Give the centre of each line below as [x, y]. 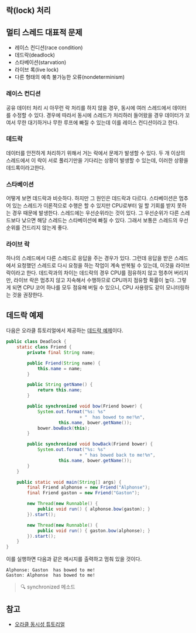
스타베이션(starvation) [40, 62]
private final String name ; [61, 352]
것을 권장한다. [28, 295]
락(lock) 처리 [28, 11]
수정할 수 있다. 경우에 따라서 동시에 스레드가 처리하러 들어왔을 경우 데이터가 [98, 115]
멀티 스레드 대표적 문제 [44, 32]
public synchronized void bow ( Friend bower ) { [85, 406]
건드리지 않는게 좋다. [45, 227]
